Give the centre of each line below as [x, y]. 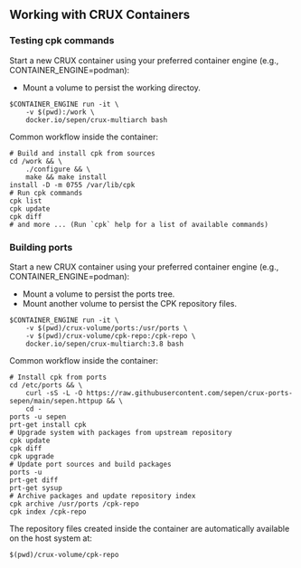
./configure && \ [58, 169]
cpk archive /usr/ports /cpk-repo [75, 504]
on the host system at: [51, 538]
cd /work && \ [36, 161]
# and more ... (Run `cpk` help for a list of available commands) [139, 224]
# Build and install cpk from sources [82, 153]
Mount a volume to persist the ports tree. [99, 294]
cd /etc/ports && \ [46, 385]
